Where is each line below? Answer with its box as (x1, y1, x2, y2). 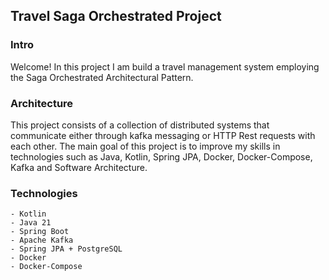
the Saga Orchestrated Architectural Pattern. (10, 71, 194, 83)
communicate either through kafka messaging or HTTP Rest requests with (10, 129, 316, 141)
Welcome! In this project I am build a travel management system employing (10, 60, 320, 73)
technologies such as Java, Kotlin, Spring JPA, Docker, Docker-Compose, (10, 150, 313, 163)
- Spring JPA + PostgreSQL (10, 244, 123, 254)
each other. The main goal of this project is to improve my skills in (10, 140, 281, 152)
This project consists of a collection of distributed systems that (10, 119, 270, 131)
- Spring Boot (10, 227, 70, 237)
